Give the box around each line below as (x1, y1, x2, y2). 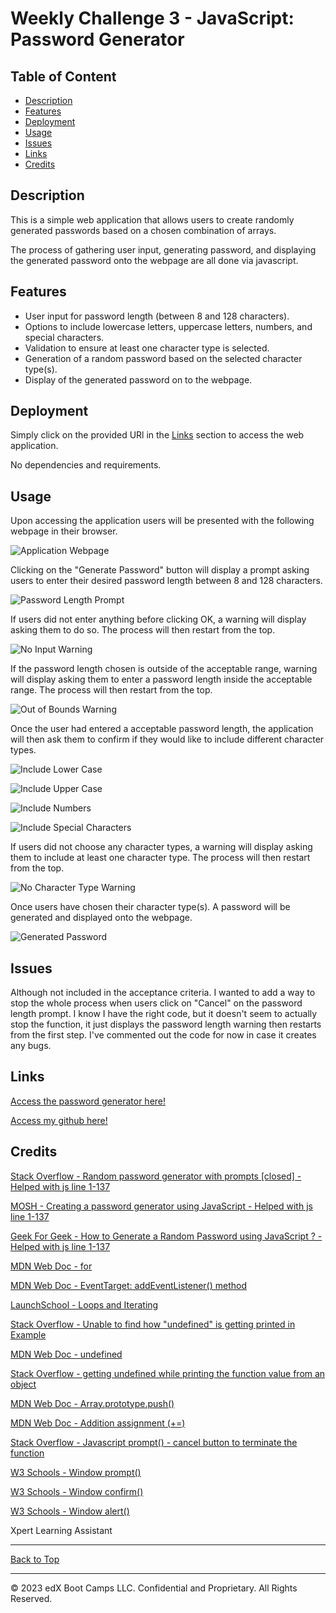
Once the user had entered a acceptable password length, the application (10, 723, 314, 735)
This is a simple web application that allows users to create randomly (10, 213, 295, 226)
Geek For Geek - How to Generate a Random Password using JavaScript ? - (10, 1230, 323, 1242)
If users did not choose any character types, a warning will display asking (10, 841, 313, 853)
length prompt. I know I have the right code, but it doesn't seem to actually (10, 1008, 318, 1020)
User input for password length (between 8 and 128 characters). (24, 310, 290, 322)
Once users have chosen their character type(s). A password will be (10, 901, 291, 913)
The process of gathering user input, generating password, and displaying (10, 243, 317, 256)
